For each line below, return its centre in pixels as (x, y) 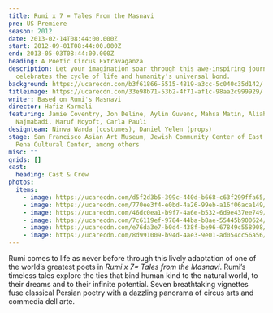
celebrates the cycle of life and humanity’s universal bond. (123, 76)
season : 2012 (30, 31)
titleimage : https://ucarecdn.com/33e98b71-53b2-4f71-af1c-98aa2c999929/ (136, 91)
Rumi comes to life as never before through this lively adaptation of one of (132, 258)
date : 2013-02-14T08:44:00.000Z (63, 39)
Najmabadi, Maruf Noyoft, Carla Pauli (82, 122)
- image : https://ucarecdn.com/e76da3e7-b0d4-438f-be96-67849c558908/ (145, 228)
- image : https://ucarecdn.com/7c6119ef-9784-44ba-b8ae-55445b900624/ (145, 220)
